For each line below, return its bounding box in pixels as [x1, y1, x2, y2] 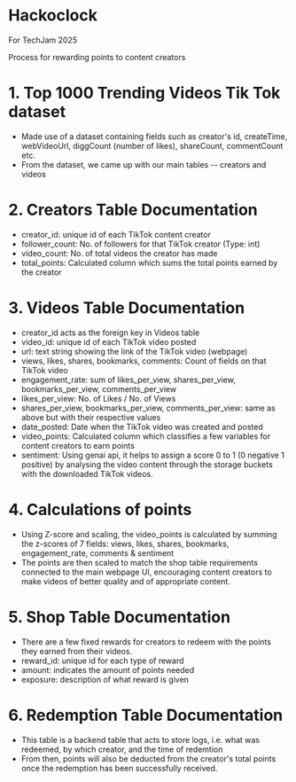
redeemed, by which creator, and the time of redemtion [20, 744, 223, 755]
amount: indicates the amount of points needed [20, 664, 195, 675]
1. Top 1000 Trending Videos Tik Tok [8, 83, 281, 103]
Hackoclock [8, 5, 98, 26]
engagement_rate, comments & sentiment [20, 547, 175, 559]
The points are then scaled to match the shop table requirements [20, 557, 259, 567]
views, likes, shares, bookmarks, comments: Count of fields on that [20, 356, 267, 366]
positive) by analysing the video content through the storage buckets [20, 458, 274, 470]
